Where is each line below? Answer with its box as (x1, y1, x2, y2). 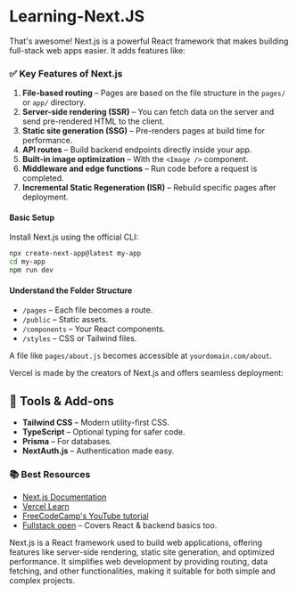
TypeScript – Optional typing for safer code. (21, 427, 186, 437)
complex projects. (9, 575, 76, 586)
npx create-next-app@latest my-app (9, 249, 142, 258)
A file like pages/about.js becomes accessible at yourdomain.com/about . (9, 350, 272, 362)
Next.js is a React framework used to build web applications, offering (9, 537, 263, 549)
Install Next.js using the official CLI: (9, 232, 139, 242)
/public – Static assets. (21, 314, 109, 325)
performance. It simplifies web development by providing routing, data (9, 557, 268, 567)
